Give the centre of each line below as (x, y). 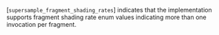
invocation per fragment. (42, 24)
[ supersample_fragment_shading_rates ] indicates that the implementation (109, 10)
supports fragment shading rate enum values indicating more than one (107, 17)
